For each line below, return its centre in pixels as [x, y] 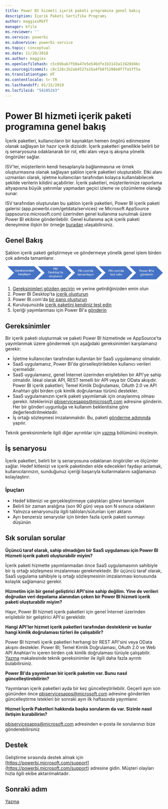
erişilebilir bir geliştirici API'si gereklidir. [46, 617]
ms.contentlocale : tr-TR [31, 80]
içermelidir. [24, 369]
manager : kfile [21, 27]
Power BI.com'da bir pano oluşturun [50, 300]
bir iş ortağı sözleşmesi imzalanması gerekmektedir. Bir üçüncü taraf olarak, [83, 570]
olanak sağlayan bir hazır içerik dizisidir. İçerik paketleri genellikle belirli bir [82, 146]
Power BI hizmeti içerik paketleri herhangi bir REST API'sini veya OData [79, 642]
